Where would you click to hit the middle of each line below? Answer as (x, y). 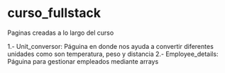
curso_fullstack (54, 13)
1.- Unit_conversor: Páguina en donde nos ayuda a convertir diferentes (111, 46)
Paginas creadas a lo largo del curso (61, 33)
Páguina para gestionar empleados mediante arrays (83, 61)
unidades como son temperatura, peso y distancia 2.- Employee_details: (113, 54)
